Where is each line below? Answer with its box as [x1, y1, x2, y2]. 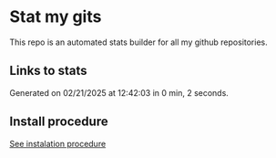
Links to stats [9, 63, 87, 79]
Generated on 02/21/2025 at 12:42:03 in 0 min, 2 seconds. [9, 87, 230, 98]
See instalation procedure [9, 138, 107, 149]
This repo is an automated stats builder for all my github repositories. [9, 37, 268, 47]
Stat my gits [9, 6, 102, 27]
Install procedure [9, 114, 108, 130]
